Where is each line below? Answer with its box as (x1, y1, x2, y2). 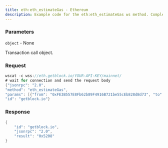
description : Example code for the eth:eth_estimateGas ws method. (5, 12, 149, 17)
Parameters (5, 28, 34, 35)
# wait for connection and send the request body (5, 78, 111, 83)
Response (5, 108, 30, 115)
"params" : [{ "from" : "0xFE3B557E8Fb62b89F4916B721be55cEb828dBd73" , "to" (5, 92, 162, 97)
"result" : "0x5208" (14, 133, 55, 139)
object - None (5, 39, 34, 45)
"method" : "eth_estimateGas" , (5, 87, 68, 92)
